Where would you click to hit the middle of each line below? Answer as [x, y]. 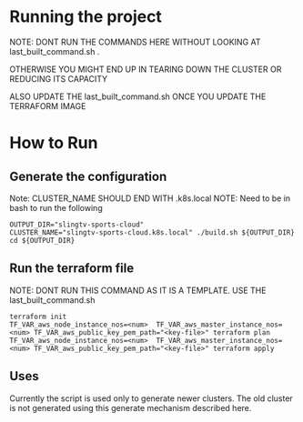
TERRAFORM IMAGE [48, 105]
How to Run [54, 143]
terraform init [38, 316]
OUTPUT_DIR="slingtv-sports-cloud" [77, 225]
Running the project [86, 17]
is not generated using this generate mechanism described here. [131, 407]
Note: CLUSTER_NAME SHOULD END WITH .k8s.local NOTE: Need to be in [150, 198]
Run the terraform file [72, 269]
